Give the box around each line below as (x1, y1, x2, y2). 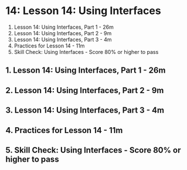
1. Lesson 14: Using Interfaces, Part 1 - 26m (5, 66, 166, 76)
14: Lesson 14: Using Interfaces (5, 4, 162, 18)
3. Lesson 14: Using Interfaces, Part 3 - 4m (5, 106, 165, 115)
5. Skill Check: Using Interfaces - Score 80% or (5, 145, 181, 155)
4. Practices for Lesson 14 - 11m (5, 125, 123, 135)
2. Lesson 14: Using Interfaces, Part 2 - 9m (5, 85, 164, 95)
